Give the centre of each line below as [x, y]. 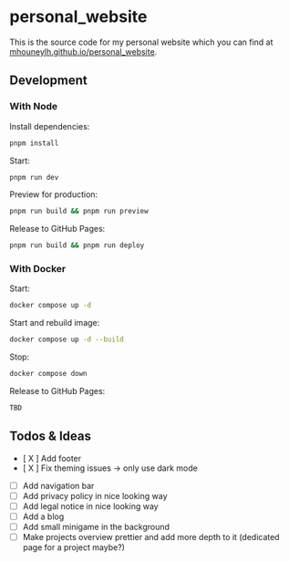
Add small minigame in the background [96, 526]
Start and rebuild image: [55, 323]
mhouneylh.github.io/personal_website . [83, 51]
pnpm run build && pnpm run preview [79, 212]
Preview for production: [54, 194]
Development [49, 81]
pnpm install [34, 143]
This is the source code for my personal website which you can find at [141, 42]
